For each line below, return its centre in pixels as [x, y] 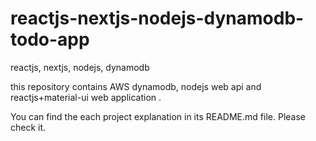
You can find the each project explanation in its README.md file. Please [158, 116]
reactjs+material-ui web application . [86, 97]
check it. [28, 127]
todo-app [50, 39]
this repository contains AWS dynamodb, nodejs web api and [136, 86]
